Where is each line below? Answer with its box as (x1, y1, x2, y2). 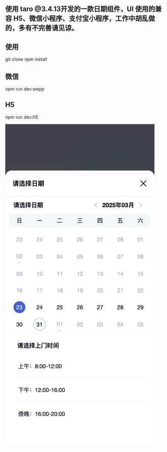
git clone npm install (5, 56, 47, 62)
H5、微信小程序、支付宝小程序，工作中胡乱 (13, 14, 149, 23)
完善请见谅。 (38, 24, 78, 32)
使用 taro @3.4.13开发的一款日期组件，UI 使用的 (5, 5, 155, 14)
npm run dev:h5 (5, 114, 38, 120)
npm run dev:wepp (5, 86, 44, 92)
